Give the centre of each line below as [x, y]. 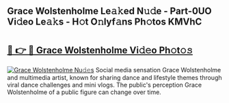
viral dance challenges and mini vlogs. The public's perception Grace [105, 85]
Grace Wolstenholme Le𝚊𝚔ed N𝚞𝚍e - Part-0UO [109, 11]
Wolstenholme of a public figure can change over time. [84, 92]
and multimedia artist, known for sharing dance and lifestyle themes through [114, 77]
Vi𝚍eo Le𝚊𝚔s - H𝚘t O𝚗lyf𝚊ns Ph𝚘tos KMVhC [105, 22]
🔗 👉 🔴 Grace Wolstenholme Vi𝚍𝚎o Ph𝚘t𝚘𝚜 [100, 50]
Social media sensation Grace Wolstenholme [158, 70]
